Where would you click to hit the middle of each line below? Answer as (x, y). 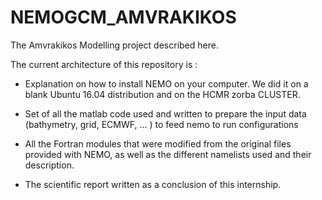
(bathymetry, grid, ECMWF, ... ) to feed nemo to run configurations (161, 124)
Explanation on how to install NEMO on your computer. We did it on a (166, 83)
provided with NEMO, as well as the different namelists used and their (168, 154)
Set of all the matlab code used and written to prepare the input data (165, 113)
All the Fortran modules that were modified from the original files (158, 143)
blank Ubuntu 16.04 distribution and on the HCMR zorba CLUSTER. (162, 94)
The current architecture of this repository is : (104, 64)
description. (49, 165)
